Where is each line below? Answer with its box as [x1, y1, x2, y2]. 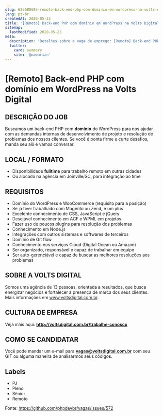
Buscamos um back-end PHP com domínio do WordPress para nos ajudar [5, 126, 153, 132]
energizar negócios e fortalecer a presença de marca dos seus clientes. [5, 289, 149, 295]
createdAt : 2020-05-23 [5, 16, 51, 21]
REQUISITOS [5, 187, 44, 196]
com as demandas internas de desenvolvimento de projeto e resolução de [5, 131, 153, 137]
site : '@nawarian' [14, 52, 51, 57]
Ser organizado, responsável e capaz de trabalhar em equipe [12, 247, 134, 252]
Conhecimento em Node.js [12, 226, 65, 232]
